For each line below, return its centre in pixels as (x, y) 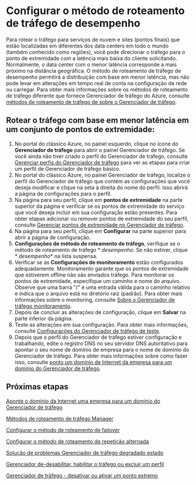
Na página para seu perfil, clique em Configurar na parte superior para (100, 231)
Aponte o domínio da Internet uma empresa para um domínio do (83, 401)
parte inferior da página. (44, 318)
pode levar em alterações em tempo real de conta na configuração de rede (97, 83)
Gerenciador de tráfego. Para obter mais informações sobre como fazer (101, 356)
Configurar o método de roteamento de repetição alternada (78, 441)
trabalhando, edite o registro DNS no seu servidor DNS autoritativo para (101, 343)
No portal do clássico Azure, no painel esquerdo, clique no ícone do (96, 144)
